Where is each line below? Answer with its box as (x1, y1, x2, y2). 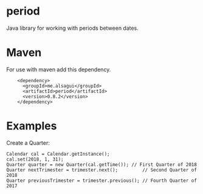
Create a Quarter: (6, 139, 50, 147)
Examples (6, 119, 57, 133)
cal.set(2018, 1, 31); (6, 156, 64, 162)
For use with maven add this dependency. (6, 66, 111, 73)
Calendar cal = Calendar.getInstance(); (6, 151, 111, 157)
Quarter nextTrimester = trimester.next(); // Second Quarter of (6, 167, 198, 173)
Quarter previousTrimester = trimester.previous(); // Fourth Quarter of (6, 178, 198, 184)
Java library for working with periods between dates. (6, 24, 139, 32)
